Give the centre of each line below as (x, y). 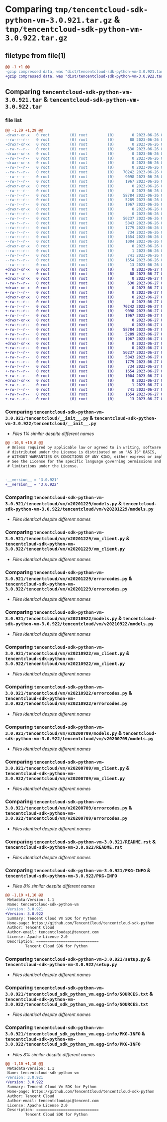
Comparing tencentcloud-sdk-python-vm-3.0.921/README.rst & (81, 841)
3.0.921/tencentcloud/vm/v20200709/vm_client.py (65, 768)
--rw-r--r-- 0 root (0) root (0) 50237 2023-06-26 (82, 218)
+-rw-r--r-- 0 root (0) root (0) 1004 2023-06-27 (82, 376)
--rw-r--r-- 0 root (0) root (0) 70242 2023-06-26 (82, 172)
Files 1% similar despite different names (53, 434)
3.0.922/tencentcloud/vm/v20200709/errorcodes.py (66, 818)
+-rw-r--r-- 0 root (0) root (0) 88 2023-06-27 (82, 274)
